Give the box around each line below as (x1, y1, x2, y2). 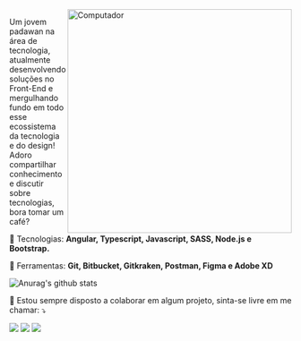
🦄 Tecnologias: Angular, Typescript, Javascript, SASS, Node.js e (9, 234, 253, 244)
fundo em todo (9, 102, 64, 113)
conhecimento (9, 169, 63, 179)
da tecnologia (9, 131, 60, 141)
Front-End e (9, 83, 54, 93)
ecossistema (9, 121, 56, 132)
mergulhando (9, 93, 59, 103)
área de (9, 36, 38, 46)
